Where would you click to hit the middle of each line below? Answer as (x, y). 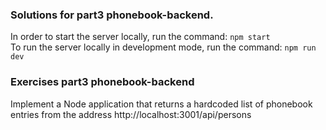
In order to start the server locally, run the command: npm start (140, 37)
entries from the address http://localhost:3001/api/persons (131, 114)
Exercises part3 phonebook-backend (102, 82)
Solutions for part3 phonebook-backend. (112, 15)
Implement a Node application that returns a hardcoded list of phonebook (161, 104)
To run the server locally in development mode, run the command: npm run (163, 47)
